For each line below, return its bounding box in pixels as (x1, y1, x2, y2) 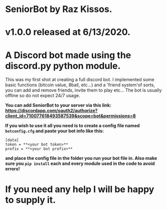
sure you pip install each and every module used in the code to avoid (5, 160, 155, 166)
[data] (5, 138, 19, 143)
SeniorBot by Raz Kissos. (5, 4, 112, 15)
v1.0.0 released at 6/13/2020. (5, 27, 131, 38)
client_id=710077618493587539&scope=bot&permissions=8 (5, 113, 136, 119)
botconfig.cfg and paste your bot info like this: (5, 128, 104, 134)
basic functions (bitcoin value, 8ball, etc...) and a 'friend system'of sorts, (5, 82, 155, 88)
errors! (5, 166, 20, 172)
